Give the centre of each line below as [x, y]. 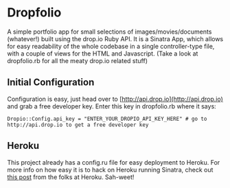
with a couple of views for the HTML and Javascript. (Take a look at [103, 54]
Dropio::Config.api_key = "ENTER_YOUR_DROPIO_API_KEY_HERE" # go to [107, 119]
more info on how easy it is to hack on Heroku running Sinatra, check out [110, 169]
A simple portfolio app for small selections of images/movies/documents [110, 32]
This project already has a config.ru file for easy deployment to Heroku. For [114, 162]
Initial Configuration [51, 83]
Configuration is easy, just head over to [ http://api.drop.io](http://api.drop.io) [115, 99]
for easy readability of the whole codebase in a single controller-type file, [111, 46]
